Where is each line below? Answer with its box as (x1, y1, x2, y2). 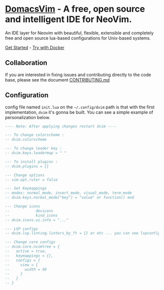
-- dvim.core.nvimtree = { (5, 244, 60, 249)
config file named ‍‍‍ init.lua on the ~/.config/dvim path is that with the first (5, 104, 155, 110)
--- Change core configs (5, 240, 56, 245)
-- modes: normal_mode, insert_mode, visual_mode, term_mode (5, 190, 132, 196)
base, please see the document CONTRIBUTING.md (5, 77, 110, 83)
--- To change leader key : (5, 146, 62, 151)
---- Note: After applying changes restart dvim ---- (5, 124, 117, 129)
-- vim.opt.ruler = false (5, 177, 58, 182)
